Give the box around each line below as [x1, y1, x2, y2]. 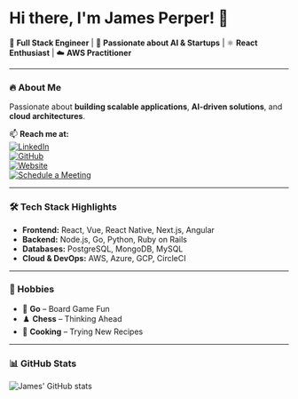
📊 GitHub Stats [9, 357, 77, 370]
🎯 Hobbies [9, 283, 55, 296]
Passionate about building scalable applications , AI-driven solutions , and [9, 101, 283, 112]
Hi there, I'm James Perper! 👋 [9, 8, 229, 28]
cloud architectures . [9, 111, 86, 122]
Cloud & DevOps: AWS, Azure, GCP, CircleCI [21, 252, 186, 263]
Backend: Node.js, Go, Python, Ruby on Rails [21, 234, 188, 244]
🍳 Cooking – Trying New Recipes [21, 326, 144, 337]
